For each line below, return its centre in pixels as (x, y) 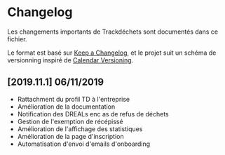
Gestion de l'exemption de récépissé (70, 121)
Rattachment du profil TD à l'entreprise (74, 99)
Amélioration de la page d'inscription (70, 136)
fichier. (17, 39)
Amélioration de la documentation (66, 107)
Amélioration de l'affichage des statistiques (80, 129)
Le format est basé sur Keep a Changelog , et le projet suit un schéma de (112, 53)
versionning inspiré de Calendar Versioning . (70, 60)
